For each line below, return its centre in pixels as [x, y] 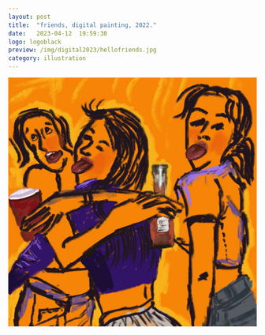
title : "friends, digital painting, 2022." [82, 25]
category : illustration [47, 58]
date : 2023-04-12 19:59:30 [58, 33]
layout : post [30, 17]
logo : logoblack [35, 42]
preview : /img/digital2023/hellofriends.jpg [82, 50]
